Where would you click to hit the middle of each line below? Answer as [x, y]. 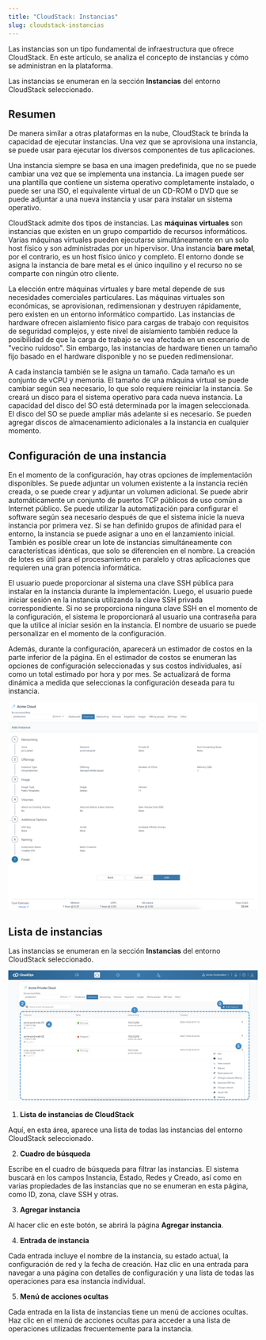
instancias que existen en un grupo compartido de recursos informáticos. [128, 232]
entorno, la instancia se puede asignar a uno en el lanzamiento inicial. [122, 534]
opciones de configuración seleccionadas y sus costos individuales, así [125, 666]
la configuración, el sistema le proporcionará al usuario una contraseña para [133, 617]
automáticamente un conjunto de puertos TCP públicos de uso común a [125, 501]
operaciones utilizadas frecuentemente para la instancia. [101, 1328]
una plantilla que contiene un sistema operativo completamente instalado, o [131, 182]
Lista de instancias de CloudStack [77, 1114]
